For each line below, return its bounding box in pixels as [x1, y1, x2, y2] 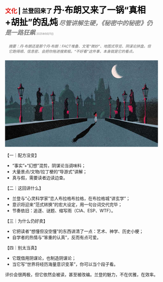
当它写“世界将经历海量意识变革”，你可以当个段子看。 [12, 261, 118, 267]
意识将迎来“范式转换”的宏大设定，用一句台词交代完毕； [12, 201, 123, 207]
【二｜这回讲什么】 [5, 185, 44, 191]
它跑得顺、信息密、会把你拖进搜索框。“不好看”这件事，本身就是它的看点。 [9, 49, 136, 54]
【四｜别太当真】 [5, 244, 39, 250]
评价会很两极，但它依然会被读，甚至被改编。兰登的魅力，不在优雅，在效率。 [5, 271, 158, 277]
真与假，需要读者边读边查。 [12, 174, 68, 181]
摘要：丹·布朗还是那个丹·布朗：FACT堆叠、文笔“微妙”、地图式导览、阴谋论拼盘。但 [9, 44, 151, 49]
